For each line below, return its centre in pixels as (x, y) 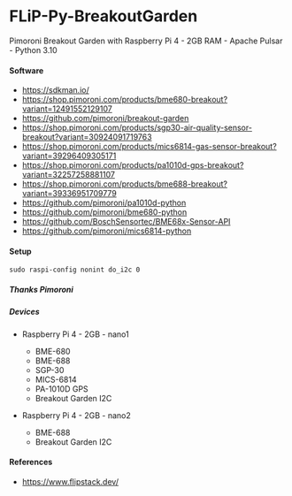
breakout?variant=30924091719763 (87, 137)
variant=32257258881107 (68, 175)
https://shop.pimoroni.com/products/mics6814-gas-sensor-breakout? (149, 147)
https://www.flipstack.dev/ (70, 481)
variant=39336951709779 (69, 194)
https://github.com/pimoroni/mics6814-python (107, 231)
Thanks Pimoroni (41, 289)
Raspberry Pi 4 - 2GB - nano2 (76, 415)
